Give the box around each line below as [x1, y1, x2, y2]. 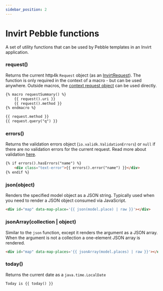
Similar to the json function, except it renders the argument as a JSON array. [5, 229, 158, 235]
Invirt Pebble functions [5, 28, 100, 39]
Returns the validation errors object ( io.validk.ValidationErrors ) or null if [5, 141, 156, 147]
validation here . [5, 151, 37, 158]
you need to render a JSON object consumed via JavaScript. [5, 197, 127, 204]
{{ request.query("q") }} [5, 119, 58, 124]
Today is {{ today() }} [5, 281, 54, 286]
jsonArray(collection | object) [5, 219, 76, 226]
